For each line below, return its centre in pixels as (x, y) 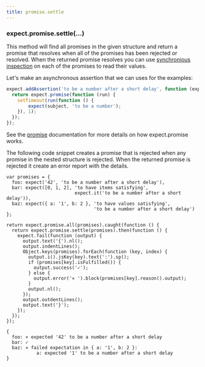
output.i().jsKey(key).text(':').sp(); (79, 257)
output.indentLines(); (51, 247)
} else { (39, 273)
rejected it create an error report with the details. (68, 166)
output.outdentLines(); (53, 300)
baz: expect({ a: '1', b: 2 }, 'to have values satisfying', (91, 204)
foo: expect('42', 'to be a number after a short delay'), (88, 183)
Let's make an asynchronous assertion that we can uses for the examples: (100, 77)
